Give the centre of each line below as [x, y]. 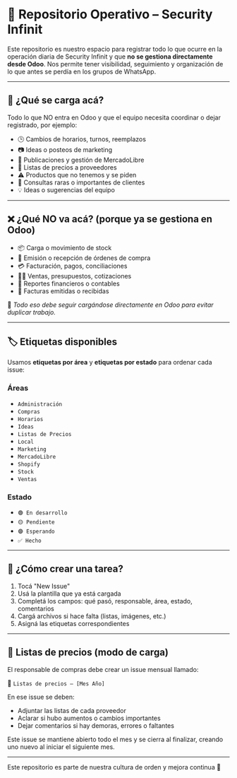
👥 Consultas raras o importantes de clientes [81, 182]
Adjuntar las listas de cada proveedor [72, 710]
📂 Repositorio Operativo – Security [110, 14]
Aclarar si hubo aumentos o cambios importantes [89, 718]
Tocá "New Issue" [44, 586]
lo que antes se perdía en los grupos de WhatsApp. [82, 71]
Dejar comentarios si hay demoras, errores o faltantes [96, 725]
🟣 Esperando [36, 531]
